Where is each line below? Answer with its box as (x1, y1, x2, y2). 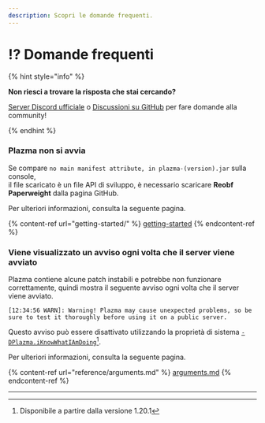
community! (8, 110, 47, 120)
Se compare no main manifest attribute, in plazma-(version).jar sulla (8, 163, 247, 173)
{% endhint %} (8, 125, 57, 135)
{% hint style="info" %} (8, 72, 85, 81)
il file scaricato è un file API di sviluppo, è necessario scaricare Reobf (8, 180, 234, 189)
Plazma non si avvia (8, 145, 86, 156)
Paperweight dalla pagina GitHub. (8, 188, 119, 198)
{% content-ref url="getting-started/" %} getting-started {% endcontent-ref (8, 218, 255, 228)
